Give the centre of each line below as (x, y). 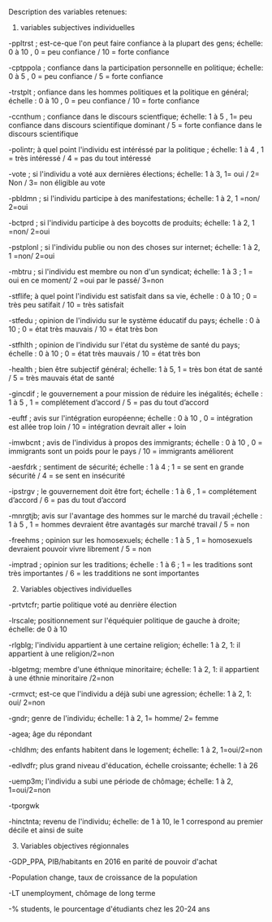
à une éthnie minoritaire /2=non (61, 678)
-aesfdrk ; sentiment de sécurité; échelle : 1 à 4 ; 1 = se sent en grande (126, 467)
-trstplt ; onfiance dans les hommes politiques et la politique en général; (129, 92)
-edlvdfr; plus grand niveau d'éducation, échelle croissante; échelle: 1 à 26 (133, 765)
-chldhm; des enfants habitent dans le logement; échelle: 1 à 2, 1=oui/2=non (135, 749)
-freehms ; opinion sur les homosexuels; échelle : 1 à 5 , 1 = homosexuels (131, 540)
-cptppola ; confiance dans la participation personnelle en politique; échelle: (136, 68)
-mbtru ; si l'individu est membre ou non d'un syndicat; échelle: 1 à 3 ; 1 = (131, 271)
